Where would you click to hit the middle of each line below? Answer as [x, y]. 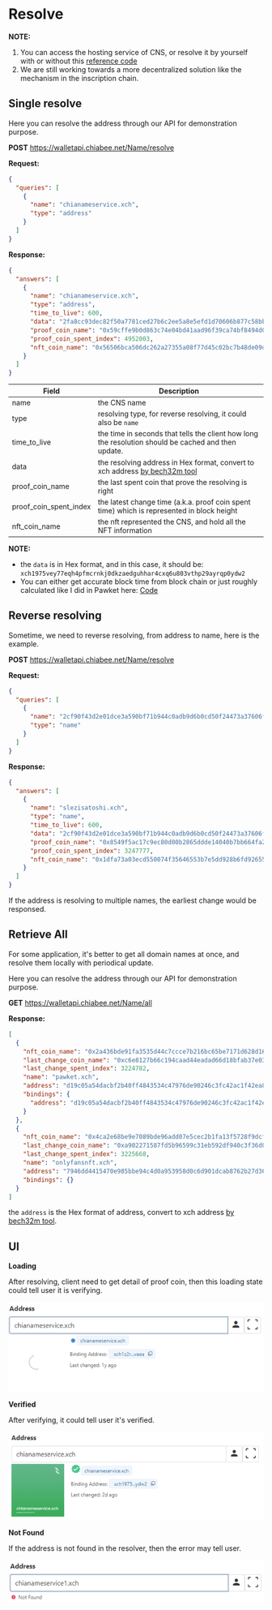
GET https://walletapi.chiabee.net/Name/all [80, 1002]
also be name [118, 423]
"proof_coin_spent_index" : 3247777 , [91, 851]
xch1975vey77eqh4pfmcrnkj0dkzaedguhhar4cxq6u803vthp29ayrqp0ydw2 [132, 573]
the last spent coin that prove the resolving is [172, 482]
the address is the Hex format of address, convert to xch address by [121, 1213]
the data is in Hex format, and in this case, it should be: [112, 564]
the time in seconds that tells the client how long [178, 434]
